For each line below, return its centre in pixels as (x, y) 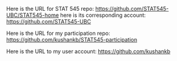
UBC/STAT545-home (33, 15)
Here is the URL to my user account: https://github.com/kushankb (88, 51)
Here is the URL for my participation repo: (58, 33)
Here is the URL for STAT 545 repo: (50, 9)
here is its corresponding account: (103, 15)
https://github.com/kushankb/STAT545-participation (72, 40)
